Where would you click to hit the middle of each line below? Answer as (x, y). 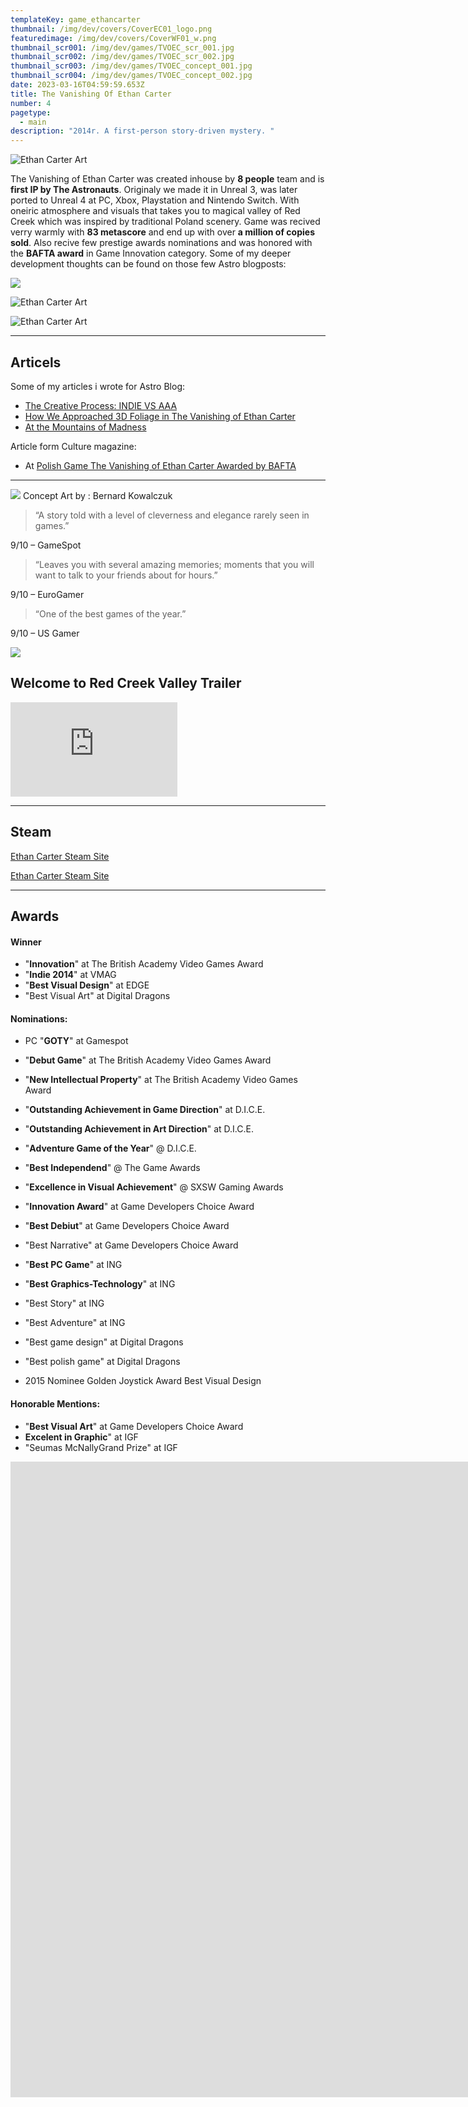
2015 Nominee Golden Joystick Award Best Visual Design (143, 1381)
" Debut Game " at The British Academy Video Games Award (148, 1060)
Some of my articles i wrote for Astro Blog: (98, 386)
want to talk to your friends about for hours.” (126, 575)
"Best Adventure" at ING (75, 1323)
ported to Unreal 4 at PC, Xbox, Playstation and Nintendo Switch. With (155, 200)
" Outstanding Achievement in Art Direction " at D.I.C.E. (139, 1129)
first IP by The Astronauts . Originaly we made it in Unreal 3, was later (154, 190)
